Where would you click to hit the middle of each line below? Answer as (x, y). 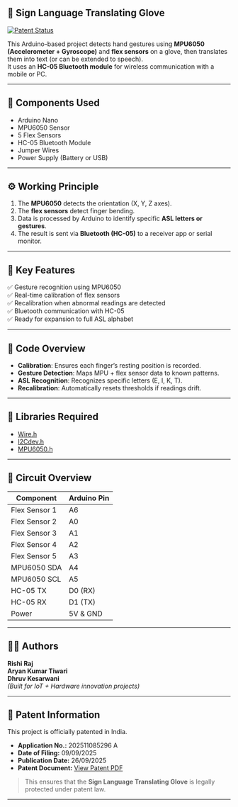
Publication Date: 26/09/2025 (62, 761)
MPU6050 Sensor (44, 128)
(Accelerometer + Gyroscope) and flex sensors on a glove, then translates (118, 51)
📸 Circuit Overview (50, 478)
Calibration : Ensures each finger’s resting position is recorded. (109, 366)
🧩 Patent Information (54, 715)
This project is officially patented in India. (67, 732)
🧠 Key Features (41, 270)
